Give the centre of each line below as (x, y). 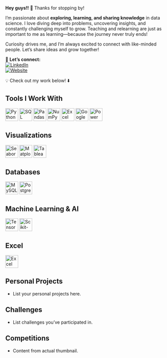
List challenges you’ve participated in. (53, 322)
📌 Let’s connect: (23, 59)
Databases (23, 172)
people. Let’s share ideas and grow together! (52, 49)
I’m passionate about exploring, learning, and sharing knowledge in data (83, 18)
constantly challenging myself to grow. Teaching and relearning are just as (83, 29)
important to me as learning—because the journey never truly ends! (77, 34)
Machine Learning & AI (42, 209)
